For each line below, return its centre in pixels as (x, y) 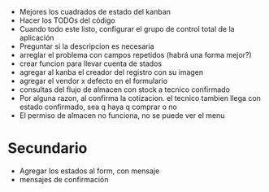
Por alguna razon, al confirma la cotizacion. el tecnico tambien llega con (140, 98)
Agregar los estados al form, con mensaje (89, 171)
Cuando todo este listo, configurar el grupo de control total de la (127, 29)
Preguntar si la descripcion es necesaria (87, 46)
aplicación (37, 37)
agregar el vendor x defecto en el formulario (93, 81)
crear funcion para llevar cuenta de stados (91, 63)
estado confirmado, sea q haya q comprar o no (98, 107)
